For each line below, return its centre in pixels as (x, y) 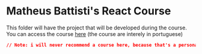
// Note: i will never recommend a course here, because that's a (91, 45)
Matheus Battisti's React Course (89, 11)
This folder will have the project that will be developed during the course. (97, 28)
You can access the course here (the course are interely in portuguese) (95, 34)
